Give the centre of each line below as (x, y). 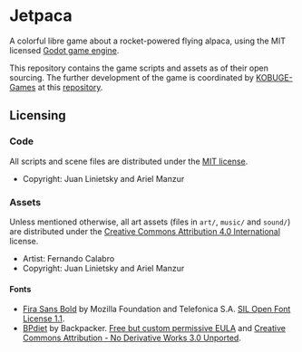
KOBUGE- (274, 77)
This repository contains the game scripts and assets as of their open (139, 68)
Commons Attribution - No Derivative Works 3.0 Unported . (132, 338)
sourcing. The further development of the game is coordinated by (132, 77)
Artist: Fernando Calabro (68, 258)
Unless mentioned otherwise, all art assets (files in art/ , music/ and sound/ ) (150, 222)
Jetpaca (41, 16)
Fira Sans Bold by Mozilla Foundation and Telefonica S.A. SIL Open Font (156, 309)
